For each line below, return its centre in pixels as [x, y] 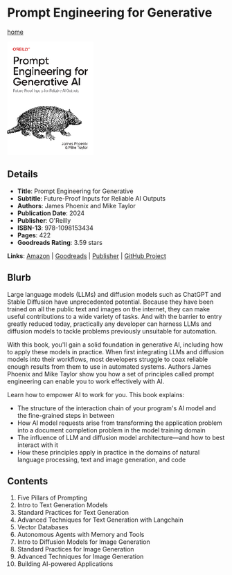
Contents [28, 481]
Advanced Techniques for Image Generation [80, 557]
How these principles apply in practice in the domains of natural [108, 452]
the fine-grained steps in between [66, 415]
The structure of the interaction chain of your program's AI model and [117, 408]
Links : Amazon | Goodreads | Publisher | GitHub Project [87, 256]
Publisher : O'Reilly [44, 220]
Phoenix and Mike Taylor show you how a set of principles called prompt [111, 374]
